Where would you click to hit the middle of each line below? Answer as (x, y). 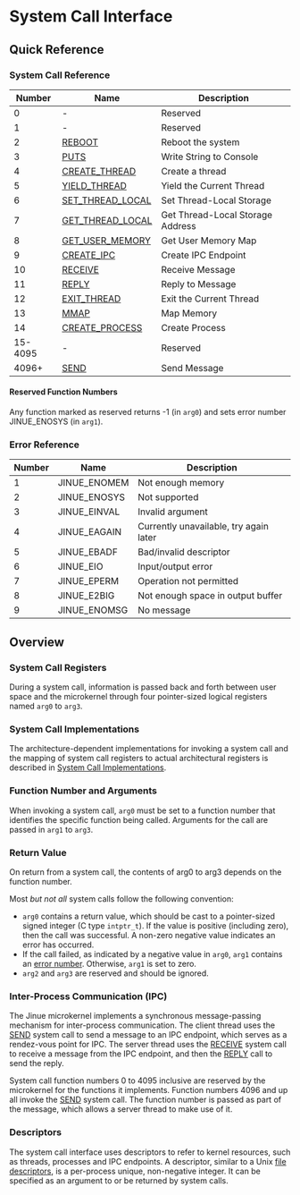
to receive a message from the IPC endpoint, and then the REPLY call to (141, 1054)
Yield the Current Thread (212, 185)
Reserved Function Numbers (63, 392)
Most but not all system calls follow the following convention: (121, 898)
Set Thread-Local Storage (216, 200)
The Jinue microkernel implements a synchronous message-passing (135, 1016)
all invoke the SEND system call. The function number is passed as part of (146, 1100)
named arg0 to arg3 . (46, 706)
